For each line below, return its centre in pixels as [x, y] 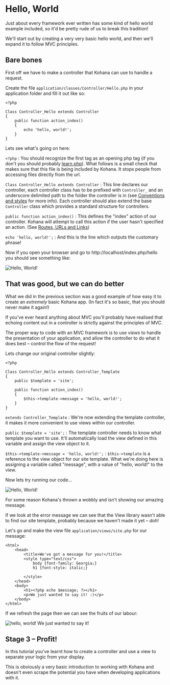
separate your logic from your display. [45, 657]
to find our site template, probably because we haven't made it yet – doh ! [82, 520]
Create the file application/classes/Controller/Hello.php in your [75, 88]
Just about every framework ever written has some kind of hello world [79, 23]
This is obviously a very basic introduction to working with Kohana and [80, 667]
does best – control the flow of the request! [51, 343]
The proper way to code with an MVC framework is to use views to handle [83, 332]
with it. [12, 678]
